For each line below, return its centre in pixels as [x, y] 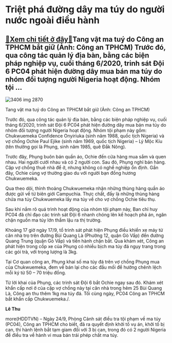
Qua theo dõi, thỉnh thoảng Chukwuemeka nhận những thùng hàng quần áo [85, 188]
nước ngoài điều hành [53, 20]
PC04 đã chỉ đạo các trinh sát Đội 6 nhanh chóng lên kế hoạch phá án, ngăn [86, 215]
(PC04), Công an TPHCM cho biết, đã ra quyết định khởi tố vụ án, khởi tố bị [85, 324]
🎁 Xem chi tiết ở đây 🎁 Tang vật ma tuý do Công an [85, 39]
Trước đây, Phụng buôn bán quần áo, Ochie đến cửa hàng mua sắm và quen [86, 157]
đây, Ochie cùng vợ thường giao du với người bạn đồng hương [71, 173]
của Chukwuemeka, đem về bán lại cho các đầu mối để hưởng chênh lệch [83, 267]
